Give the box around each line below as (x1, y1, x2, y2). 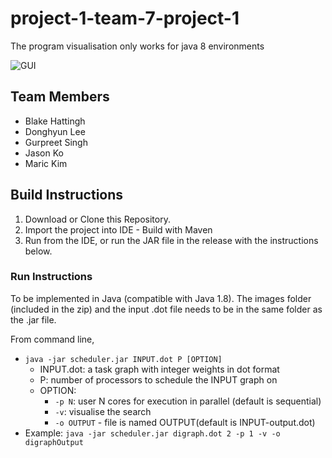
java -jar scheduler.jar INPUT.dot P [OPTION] (24, 354, 223, 364)
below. (24, 245, 53, 257)
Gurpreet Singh (24, 136, 88, 148)
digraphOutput (24, 437, 84, 447)
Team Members (10, 88, 110, 106)
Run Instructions (10, 270, 93, 284)
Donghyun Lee (24, 125, 86, 137)
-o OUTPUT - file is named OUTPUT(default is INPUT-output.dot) (54, 416, 316, 428)
